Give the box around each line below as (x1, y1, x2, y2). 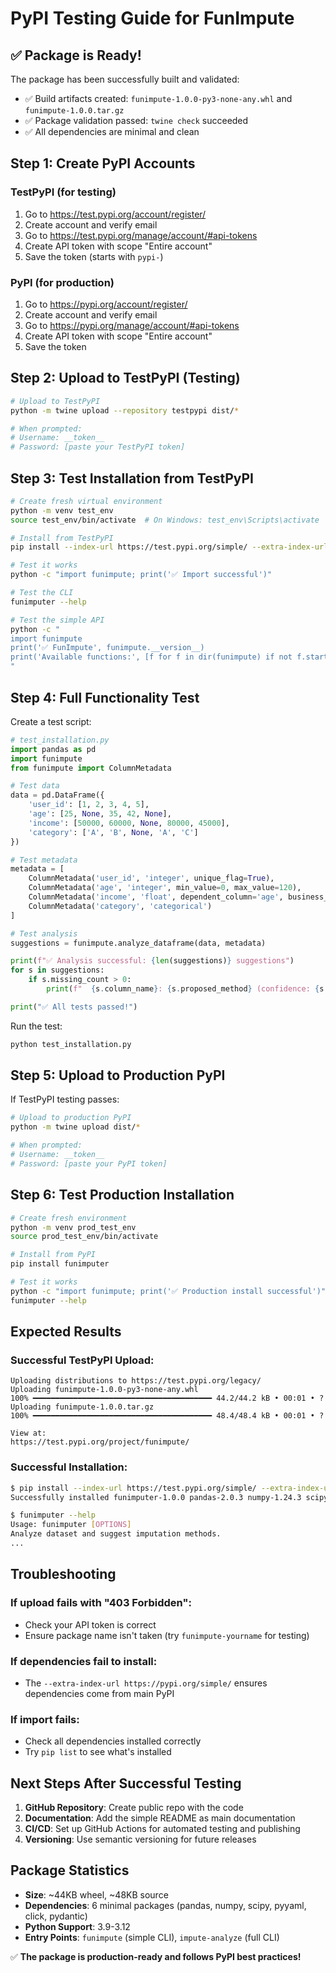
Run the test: (10, 1020, 63, 1032)
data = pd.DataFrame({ (10, 790, 105, 801)
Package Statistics (10, 1862, 130, 1879)
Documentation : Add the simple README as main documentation (24, 1812, 296, 1824)
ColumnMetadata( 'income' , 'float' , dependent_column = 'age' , (28, 892, 284, 902)
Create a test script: (10, 715, 92, 727)
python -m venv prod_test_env (10, 1222, 137, 1232)
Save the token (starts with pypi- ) (24, 250, 164, 262)
